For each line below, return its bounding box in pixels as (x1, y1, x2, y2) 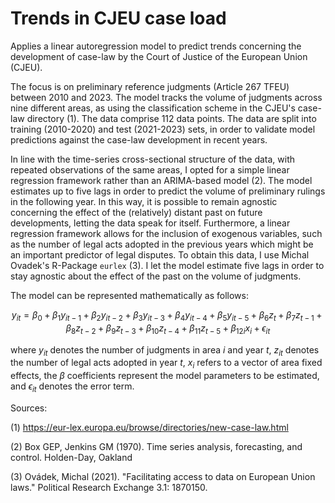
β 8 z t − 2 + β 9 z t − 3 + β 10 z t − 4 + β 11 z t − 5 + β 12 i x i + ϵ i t (65, 322, 271, 336)
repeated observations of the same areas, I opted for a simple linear (10, 163, 290, 176)
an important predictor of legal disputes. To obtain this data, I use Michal (10, 248, 310, 261)
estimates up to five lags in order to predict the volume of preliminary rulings (10, 185, 326, 197)
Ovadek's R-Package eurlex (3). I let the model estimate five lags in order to (10, 259, 325, 271)
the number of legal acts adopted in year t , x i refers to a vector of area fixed (10, 357, 323, 371)
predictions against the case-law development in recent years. (10, 133, 268, 146)
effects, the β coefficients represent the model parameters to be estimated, (10, 370, 320, 382)
